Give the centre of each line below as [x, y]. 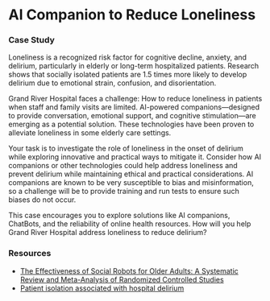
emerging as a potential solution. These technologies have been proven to [131, 124]
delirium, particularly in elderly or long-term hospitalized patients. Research [134, 66]
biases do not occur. [42, 200]
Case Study [31, 40]
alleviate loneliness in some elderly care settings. [90, 133]
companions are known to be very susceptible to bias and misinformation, [131, 183]
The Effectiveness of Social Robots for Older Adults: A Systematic [129, 270]
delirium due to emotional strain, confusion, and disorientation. [112, 83]
